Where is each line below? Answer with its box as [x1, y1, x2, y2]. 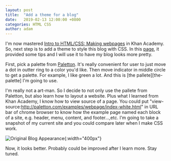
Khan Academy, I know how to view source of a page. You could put [5, 98, 149, 105]
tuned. [5, 151, 19, 157]
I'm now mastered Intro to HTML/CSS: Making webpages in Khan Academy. [5, 40, 164, 47]
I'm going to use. [22, 78, 58, 84]
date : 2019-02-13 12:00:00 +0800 [5, 17, 81, 22]
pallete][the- [136, 72, 163, 78]
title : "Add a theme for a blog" [5, 12, 79, 17]
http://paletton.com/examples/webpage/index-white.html [21, 104, 141, 110]
